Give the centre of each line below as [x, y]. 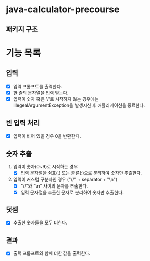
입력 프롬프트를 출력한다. [37, 86]
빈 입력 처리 [23, 123]
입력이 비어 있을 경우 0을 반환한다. [47, 136]
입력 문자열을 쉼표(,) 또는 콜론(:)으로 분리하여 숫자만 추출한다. [81, 173]
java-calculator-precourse [63, 9]
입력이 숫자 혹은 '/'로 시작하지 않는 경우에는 [56, 99]
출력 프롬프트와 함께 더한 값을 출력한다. [52, 253]
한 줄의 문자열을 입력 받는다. [41, 93]
